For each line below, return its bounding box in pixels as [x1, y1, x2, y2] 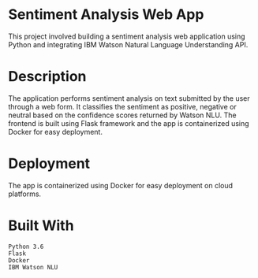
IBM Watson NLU [8, 263, 58, 271]
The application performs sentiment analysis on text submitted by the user [8, 93, 250, 103]
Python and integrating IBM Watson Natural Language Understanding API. [8, 39, 249, 49]
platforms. [8, 189, 42, 198]
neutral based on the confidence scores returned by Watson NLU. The [8, 110, 237, 120]
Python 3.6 [8, 243, 44, 250]
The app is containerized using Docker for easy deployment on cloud [8, 180, 234, 190]
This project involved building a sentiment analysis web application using [8, 32, 246, 41]
